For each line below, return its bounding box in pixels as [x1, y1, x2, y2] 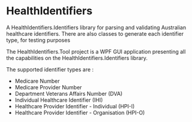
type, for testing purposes [6, 36, 71, 43]
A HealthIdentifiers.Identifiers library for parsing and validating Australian [6, 24, 187, 31]
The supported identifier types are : [6, 65, 94, 73]
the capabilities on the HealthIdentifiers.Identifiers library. [6, 54, 148, 61]
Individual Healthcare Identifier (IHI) [14, 96, 103, 104]
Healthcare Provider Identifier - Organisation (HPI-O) [14, 109, 145, 116]
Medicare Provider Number [14, 83, 83, 90]
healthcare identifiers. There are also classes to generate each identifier [6, 30, 184, 37]
